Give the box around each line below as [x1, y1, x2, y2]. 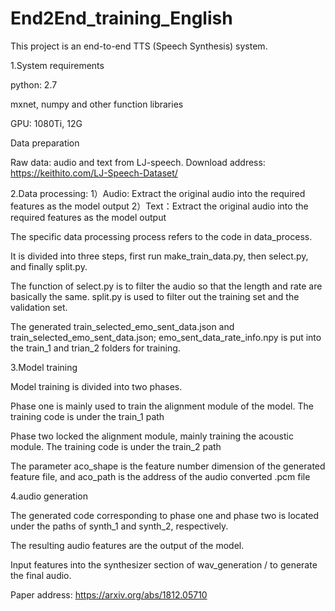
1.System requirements [10, 59, 105, 71]
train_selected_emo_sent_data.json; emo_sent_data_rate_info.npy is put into [10, 331, 322, 343]
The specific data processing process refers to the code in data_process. [10, 230, 313, 242]
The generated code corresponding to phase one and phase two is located [10, 509, 319, 521]
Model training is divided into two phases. [10, 380, 183, 392]
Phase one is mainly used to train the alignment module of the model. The [10, 400, 314, 412]
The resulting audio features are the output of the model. [10, 539, 245, 551]
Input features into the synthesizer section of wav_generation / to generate [10, 558, 318, 571]
